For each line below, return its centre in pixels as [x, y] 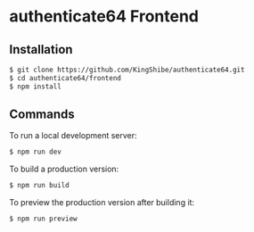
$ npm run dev [36, 152]
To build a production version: [64, 169]
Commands [42, 115]
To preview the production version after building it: [102, 203]
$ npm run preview [43, 219]
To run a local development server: [73, 136]
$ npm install [36, 87]
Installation [41, 50]
